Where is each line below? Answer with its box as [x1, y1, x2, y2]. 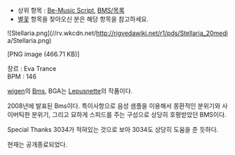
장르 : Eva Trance [7, 65, 57, 72]
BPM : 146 [7, 72, 37, 81]
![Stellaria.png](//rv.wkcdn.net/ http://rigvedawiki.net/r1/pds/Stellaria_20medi [7, 29, 228, 37]
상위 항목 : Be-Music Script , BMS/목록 [17, 6, 125, 14]
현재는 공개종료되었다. [7, 140, 68, 149]
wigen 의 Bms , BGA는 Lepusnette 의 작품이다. [7, 87, 133, 95]
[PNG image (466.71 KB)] [7, 50, 80, 58]
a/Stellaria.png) [7, 36, 52, 44]
